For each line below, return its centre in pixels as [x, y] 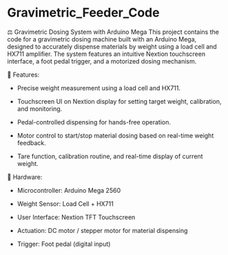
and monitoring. [40, 108]
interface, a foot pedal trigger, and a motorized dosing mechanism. [102, 61]
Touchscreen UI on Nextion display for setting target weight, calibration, [119, 101]
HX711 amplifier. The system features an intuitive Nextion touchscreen [106, 54]
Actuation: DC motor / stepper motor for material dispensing [102, 230]
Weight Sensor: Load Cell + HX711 [65, 204]
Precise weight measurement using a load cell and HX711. [99, 88]
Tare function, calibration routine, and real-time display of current [110, 156]
